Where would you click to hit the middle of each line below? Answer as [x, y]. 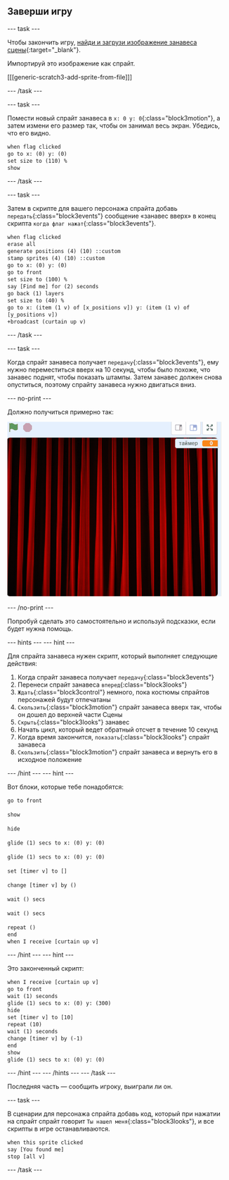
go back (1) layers [36, 293]
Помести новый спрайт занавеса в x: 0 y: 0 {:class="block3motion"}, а [114, 118]
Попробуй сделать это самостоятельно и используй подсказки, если [111, 621]
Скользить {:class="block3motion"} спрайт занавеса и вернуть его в [117, 752]
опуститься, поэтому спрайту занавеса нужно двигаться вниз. [102, 384]
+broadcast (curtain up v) [47, 321]
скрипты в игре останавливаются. [59, 1129]
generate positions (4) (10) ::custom [64, 251]
